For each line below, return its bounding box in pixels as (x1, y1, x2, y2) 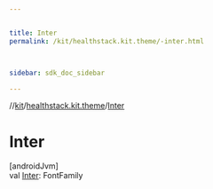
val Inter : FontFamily (9, 170, 83, 181)
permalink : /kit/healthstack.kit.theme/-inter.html (9, 36, 204, 45)
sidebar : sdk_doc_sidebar (9, 68, 105, 77)
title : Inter (9, 28, 58, 37)
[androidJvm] (9, 161, 59, 171)
